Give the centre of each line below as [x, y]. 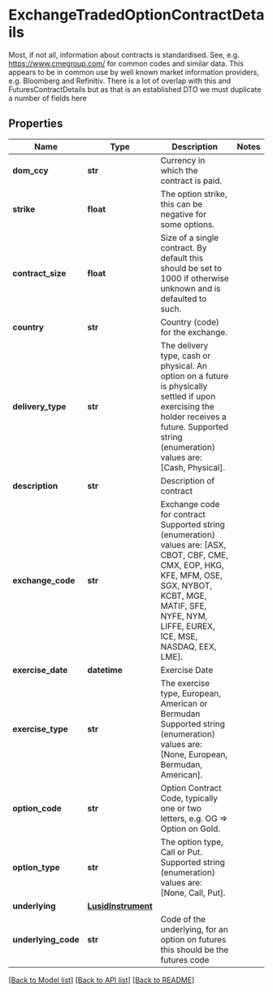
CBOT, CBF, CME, [195, 555]
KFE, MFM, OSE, [192, 575]
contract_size [39, 273]
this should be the [195, 950]
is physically [184, 386]
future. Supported [195, 426]
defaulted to [184, 299]
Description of [188, 480]
